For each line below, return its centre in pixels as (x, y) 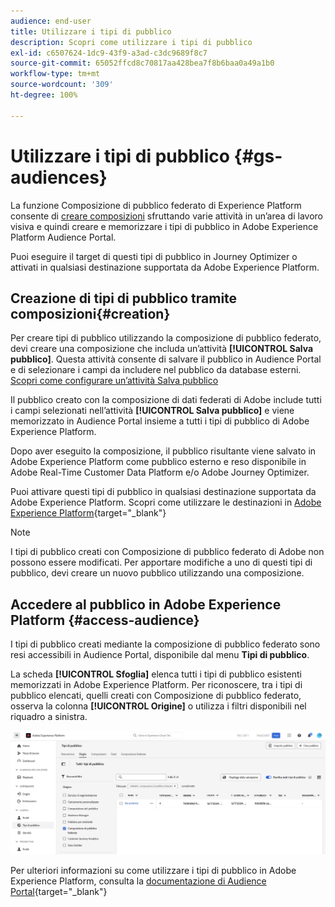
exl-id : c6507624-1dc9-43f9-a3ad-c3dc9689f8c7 (109, 53)
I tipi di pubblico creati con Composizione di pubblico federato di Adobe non (167, 552)
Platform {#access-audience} (105, 620)
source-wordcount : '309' (62, 85)
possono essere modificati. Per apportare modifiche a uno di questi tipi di (161, 562)
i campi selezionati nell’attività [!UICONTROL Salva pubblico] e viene (152, 411)
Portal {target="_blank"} (59, 891)
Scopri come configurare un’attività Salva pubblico (114, 381)
